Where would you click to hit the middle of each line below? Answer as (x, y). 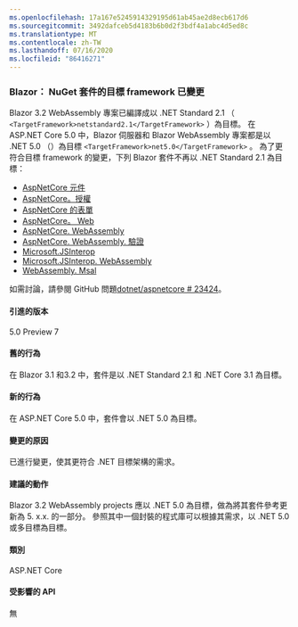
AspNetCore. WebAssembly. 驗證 (83, 242)
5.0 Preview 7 (34, 332)
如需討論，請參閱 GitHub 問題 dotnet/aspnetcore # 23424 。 (118, 289)
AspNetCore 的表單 (57, 210)
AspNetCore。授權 (56, 199)
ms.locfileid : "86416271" (57, 59)
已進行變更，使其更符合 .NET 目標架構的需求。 (94, 462)
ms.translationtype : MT (53, 34)
